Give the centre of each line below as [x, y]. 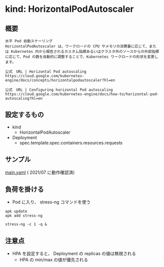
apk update [16, 211]
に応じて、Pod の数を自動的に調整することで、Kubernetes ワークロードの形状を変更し [82, 57]
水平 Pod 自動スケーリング [29, 41]
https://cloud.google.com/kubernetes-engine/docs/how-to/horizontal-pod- [82, 94]
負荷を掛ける [25, 189]
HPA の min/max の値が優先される [54, 260]
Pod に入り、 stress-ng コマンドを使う [51, 202]
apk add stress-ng [24, 216]
